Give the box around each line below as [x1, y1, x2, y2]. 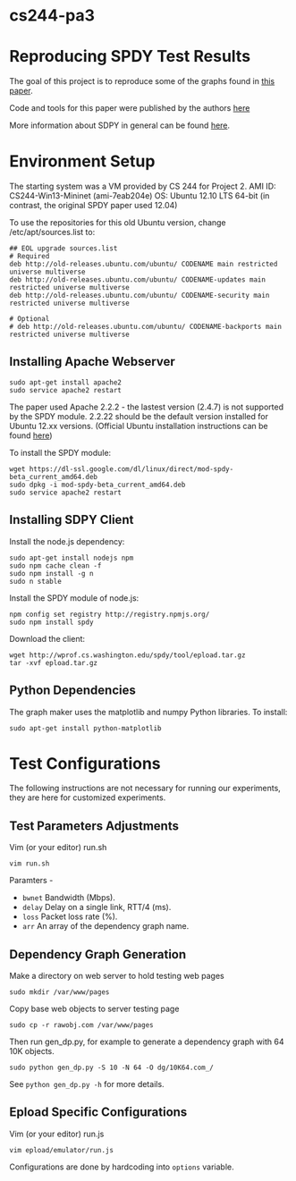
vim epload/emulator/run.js [9, 1145, 114, 1154]
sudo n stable [9, 577, 63, 586]
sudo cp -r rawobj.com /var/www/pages [9, 1021, 154, 1030]
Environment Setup [9, 151, 156, 172]
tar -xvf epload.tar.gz [9, 658, 98, 667]
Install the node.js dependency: [9, 536, 125, 546]
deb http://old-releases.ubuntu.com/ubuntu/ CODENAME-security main [9, 291, 270, 300]
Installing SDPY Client [9, 512, 134, 527]
